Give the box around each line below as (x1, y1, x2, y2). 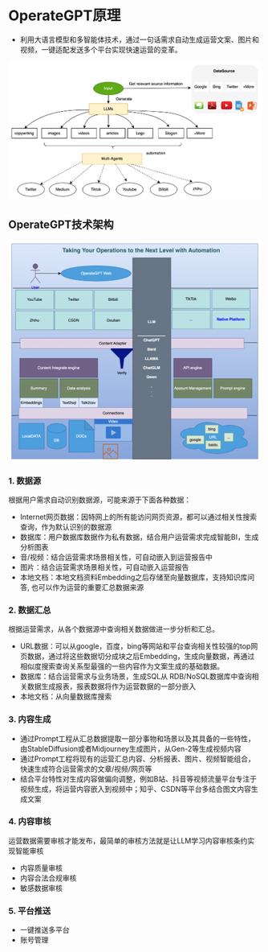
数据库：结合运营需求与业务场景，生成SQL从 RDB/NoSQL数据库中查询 (19, 672, 253, 682)
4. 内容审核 (8, 816, 51, 827)
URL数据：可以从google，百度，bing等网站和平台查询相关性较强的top (19, 641, 251, 651)
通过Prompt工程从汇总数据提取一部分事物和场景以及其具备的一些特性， (19, 733, 255, 744)
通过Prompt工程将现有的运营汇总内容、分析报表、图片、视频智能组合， (19, 753, 255, 764)
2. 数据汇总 (8, 604, 51, 616)
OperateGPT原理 (8, 6, 121, 25)
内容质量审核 (19, 863, 63, 872)
